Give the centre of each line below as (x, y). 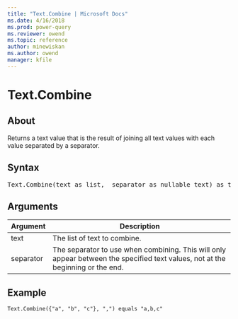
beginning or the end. (88, 267)
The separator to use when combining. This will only (140, 250)
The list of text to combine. (97, 238)
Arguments (33, 206)
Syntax (23, 168)
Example (27, 292)
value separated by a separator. (54, 145)
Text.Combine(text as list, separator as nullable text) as (116, 184)
